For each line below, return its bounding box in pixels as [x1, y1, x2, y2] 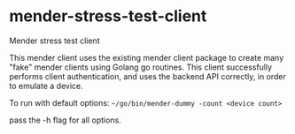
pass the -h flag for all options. [9, 115, 121, 125]
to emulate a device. [9, 80, 83, 91]
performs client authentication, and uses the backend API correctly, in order [9, 71, 286, 81]
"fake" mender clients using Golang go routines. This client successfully [9, 62, 273, 72]
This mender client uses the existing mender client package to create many [9, 52, 284, 63]
